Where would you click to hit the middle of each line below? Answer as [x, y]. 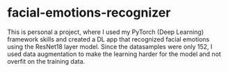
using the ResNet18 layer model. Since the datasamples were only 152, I [110, 46]
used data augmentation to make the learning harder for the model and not [114, 54]
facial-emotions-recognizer [89, 13]
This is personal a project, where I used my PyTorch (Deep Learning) [106, 32]
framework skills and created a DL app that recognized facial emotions [108, 39]
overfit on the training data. [46, 61]
